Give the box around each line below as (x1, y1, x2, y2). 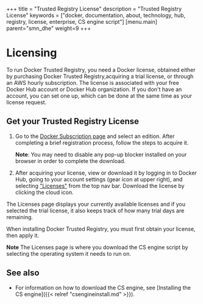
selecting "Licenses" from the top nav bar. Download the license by (15, 182, 185, 189)
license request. (6, 98, 47, 106)
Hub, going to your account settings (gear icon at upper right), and (15, 175, 183, 183)
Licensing (6, 46, 57, 60)
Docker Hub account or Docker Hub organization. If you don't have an (6, 85, 182, 93)
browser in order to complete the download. (15, 157, 126, 164)
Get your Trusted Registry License (6, 116, 139, 127)
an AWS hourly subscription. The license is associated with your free (6, 79, 179, 86)
